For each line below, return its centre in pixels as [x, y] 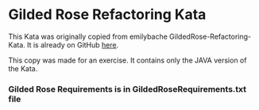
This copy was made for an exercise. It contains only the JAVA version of [128, 60]
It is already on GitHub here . [73, 44]
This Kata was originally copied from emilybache [88, 36]
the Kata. [23, 68]
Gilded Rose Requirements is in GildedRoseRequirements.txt [127, 89]
